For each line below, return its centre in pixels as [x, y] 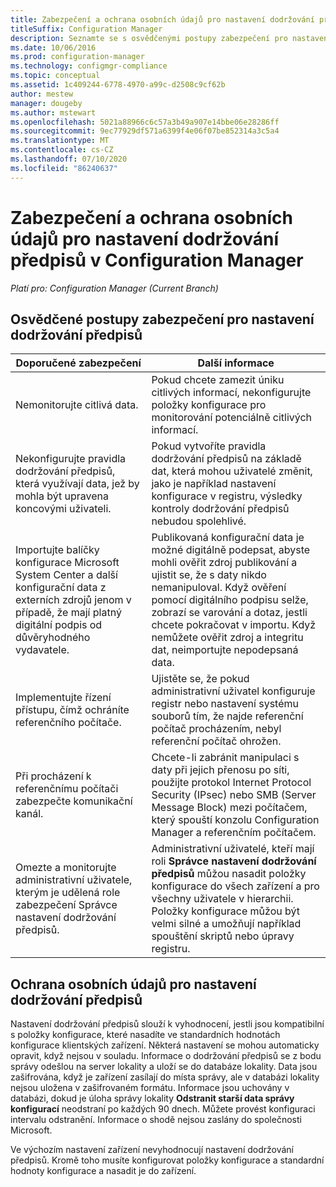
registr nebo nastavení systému [225, 704]
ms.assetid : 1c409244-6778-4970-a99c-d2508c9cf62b [118, 85]
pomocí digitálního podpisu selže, [230, 600]
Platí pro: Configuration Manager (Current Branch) [114, 288]
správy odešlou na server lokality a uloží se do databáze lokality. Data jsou [164, 1067]
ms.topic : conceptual [55, 76]
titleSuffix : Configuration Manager [86, 29]
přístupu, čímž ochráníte [72, 710]
